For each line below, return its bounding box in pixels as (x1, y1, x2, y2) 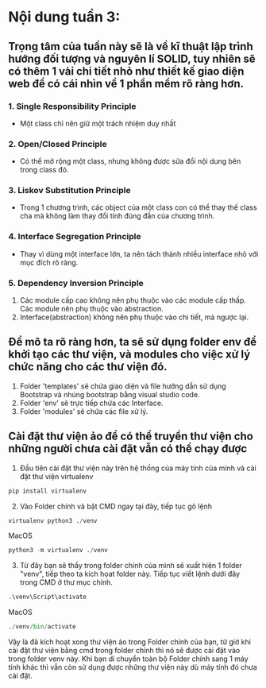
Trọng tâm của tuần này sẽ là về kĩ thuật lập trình (8, 40, 253, 53)
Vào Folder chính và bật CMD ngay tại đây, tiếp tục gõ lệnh (19, 501, 213, 511)
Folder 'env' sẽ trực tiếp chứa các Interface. (19, 398, 164, 408)
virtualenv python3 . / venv (8, 516, 98, 524)
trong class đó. (19, 165, 69, 175)
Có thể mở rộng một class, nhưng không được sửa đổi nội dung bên (19, 157, 241, 166)
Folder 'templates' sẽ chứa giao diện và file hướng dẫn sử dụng (19, 381, 226, 391)
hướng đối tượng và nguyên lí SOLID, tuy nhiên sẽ (8, 52, 256, 65)
